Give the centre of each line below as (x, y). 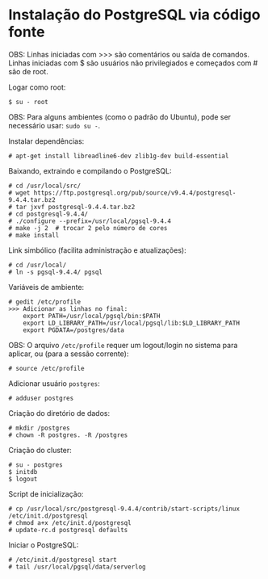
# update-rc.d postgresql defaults (68, 530)
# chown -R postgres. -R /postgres (68, 435)
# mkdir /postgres (39, 428)
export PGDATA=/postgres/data (74, 330)
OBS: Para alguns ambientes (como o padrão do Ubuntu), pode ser (120, 117)
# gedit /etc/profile (45, 302)
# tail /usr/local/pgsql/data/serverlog (77, 567)
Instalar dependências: (46, 141)
